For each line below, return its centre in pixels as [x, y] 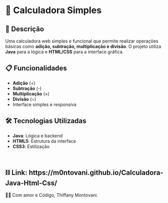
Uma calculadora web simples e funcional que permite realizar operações [82, 41]
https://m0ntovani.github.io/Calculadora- [96, 173]
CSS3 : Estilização [31, 146]
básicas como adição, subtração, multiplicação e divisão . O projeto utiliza [83, 46]
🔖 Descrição [25, 29]
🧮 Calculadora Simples [53, 10]
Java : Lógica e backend [38, 135]
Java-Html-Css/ [31, 183]
